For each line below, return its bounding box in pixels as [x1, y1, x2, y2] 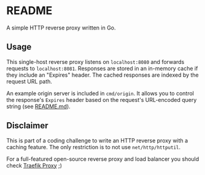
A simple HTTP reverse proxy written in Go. [6, 24, 116, 31]
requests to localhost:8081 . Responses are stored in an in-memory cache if [6, 64, 198, 72]
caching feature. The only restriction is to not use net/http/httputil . [6, 143, 181, 150]
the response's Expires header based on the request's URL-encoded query [6, 96, 197, 103]
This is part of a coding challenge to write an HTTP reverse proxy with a [6, 136, 188, 144]
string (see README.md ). [6, 103, 71, 110]
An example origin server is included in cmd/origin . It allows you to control [6, 90, 195, 97]
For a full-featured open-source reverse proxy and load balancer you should [6, 155, 199, 163]
